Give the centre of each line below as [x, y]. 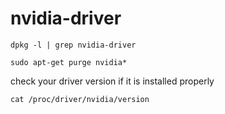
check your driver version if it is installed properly [112, 81]
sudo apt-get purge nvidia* [69, 62]
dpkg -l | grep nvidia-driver [73, 45]
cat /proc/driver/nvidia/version [80, 99]
